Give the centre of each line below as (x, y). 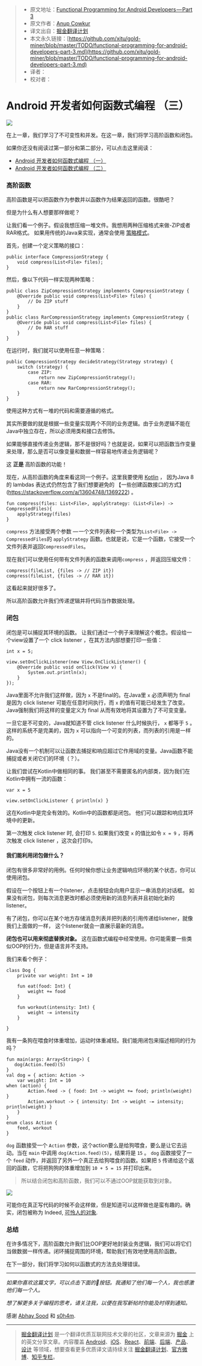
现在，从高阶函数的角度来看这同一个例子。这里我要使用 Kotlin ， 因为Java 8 (100, 477)
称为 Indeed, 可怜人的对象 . (65, 1212)
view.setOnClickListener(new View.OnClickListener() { (76, 662)
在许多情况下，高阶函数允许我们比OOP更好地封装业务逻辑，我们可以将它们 (99, 1244)
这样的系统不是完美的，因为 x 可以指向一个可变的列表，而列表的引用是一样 (99, 730)
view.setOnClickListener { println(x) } (58, 801)
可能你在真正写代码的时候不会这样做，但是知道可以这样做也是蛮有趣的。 (96, 1205)
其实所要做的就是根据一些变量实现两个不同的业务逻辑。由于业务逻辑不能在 (98, 424)
